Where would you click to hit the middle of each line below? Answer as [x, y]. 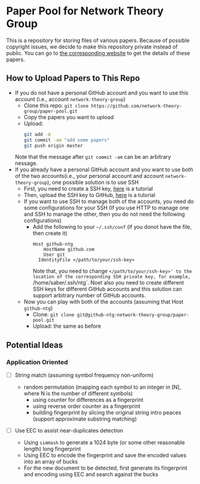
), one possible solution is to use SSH [93, 182]
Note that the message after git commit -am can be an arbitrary [93, 157]
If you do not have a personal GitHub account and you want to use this [101, 93]
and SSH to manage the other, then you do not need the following [104, 214]
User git [55, 255]
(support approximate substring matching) [85, 419]
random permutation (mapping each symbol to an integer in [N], [102, 387]
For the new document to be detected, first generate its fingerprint [105, 468]
